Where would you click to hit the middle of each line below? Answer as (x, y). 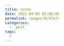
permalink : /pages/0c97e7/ (32, 18)
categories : (17, 23)
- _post (17, 27)
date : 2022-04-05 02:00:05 (32, 14)
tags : (10, 32)
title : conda (18, 9)
